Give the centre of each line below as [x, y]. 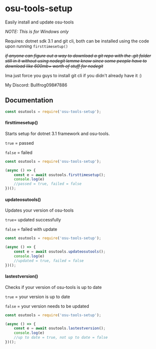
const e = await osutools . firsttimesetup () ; [60, 175]
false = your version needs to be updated [47, 306]
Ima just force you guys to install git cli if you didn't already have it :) [74, 75]
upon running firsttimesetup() [37, 46]
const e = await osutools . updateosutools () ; [60, 252]
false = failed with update [31, 229]
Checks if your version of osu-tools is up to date [53, 287]
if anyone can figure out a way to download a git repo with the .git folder [78, 55]
